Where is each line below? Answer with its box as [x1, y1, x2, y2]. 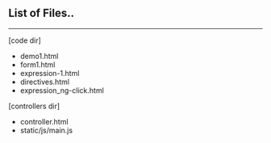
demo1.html [19, 51, 59, 61]
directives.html [19, 77, 70, 86]
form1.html [19, 60, 56, 69]
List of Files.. [8, 6, 75, 20]
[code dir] [8, 36, 42, 45]
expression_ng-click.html [19, 85, 105, 95]
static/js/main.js [19, 125, 73, 135]
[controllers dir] [8, 101, 60, 111]
